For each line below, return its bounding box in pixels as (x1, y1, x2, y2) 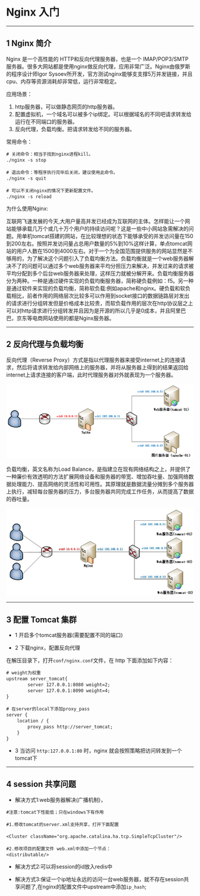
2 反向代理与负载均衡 (6, 339, 84, 350)
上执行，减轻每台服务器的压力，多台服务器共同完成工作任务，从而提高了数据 (6, 488, 194, 495)
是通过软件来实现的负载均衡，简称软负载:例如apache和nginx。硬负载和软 (6, 285, 186, 292)
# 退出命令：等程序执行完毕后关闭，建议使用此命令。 (6, 169, 118, 175)
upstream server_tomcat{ (6, 676, 68, 682)
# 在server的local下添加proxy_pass (6, 706, 90, 712)
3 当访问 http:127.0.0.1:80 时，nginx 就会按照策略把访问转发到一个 (14, 747, 183, 755)
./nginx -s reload (6, 193, 52, 200)
